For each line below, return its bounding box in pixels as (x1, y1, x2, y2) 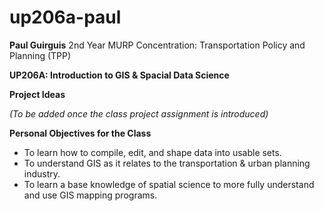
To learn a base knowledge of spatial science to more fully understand (23, 178, 315, 190)
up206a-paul (9, 6, 122, 29)
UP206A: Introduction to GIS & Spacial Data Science (9, 69, 230, 81)
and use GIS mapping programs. (23, 189, 158, 201)
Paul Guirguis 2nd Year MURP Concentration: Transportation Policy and (9, 39, 306, 51)
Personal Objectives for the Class (9, 127, 152, 139)
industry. (23, 167, 61, 180)
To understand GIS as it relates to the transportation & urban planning (23, 157, 311, 169)
